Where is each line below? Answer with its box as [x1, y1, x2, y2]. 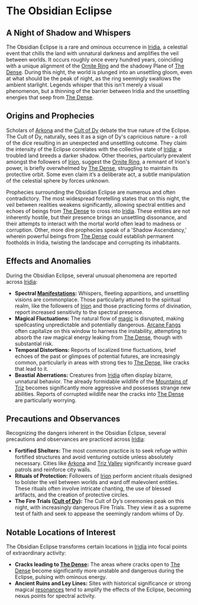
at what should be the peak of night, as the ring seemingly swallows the [6, 75, 181, 82]
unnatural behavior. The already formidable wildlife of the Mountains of [14, 377, 188, 385]
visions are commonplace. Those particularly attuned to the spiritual [14, 296, 181, 303]
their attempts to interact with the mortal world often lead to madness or [6, 220, 181, 227]
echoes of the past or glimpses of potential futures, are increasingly [14, 353, 180, 360]
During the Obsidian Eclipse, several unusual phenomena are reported [6, 271, 177, 279]
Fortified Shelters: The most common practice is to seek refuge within [14, 447, 187, 454]
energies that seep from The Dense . [6, 94, 94, 101]
